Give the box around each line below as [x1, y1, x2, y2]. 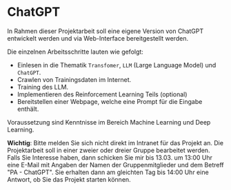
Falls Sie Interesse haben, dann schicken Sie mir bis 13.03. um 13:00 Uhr [7, 153, 212, 162]
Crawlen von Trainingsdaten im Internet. [17, 75, 132, 83]
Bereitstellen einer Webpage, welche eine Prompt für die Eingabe [17, 97, 203, 105]
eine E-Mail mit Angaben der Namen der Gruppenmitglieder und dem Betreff [7, 160, 224, 169]
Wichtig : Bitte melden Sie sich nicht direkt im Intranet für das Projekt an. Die [7, 138, 224, 147]
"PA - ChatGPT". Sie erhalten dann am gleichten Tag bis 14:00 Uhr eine [7, 168, 209, 176]
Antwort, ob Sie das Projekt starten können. [7, 175, 131, 183]
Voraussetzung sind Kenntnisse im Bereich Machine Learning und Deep [7, 118, 211, 126]
